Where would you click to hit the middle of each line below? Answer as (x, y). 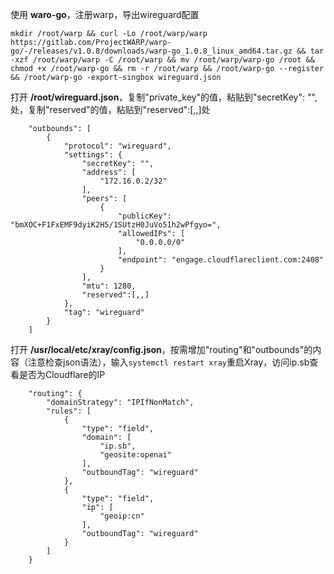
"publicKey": (144, 216)
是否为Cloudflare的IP (62, 374)
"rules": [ (69, 411)
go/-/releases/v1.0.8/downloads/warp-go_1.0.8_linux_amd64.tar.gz (151, 51)
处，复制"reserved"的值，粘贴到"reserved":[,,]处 (110, 109)
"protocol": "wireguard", (117, 146)
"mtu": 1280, (109, 286)
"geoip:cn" (122, 516)
